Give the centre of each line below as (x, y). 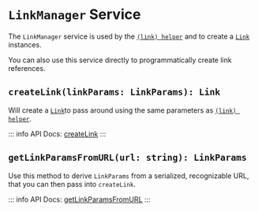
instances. (25, 44)
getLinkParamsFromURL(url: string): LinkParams (127, 158)
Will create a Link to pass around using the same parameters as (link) (122, 110)
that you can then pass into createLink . (72, 184)
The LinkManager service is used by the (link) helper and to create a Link (129, 36)
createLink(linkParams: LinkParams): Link (114, 92)
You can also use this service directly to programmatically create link (120, 60)
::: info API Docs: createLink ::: (57, 134)
